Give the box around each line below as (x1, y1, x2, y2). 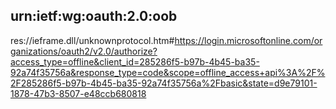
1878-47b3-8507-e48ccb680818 (10, 87, 147, 99)
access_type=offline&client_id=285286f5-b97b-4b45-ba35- (10, 55, 260, 68)
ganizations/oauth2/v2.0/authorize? (10, 45, 158, 57)
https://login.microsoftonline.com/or (174, 34, 323, 46)
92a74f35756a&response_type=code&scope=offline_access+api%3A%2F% (10, 66, 326, 78)
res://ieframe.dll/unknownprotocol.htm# (10, 34, 175, 46)
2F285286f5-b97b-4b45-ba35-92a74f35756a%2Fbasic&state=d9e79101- (10, 77, 318, 89)
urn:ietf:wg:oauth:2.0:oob (10, 8, 178, 25)
